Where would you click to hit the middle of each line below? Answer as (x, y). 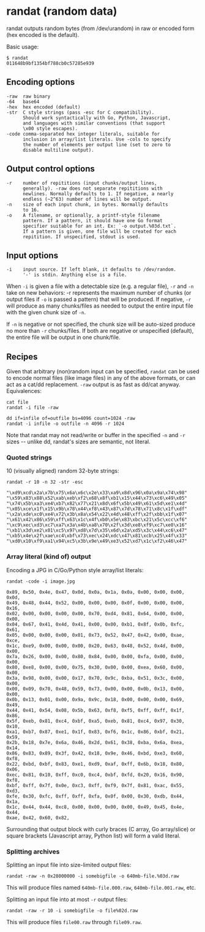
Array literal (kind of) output (49, 557)
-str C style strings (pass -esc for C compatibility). (80, 112)
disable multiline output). (58, 150)
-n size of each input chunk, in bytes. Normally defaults (87, 204)
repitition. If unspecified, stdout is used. (81, 237)
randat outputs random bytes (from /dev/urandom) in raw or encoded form (100, 28)
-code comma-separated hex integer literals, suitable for (83, 134)
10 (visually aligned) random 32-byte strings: (63, 471)
